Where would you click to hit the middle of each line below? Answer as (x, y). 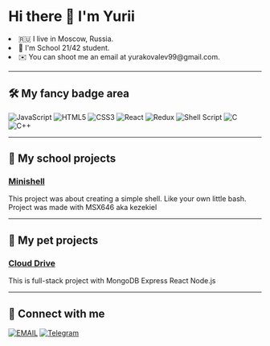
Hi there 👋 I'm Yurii (72, 16)
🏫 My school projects (62, 159)
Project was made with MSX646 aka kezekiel (83, 208)
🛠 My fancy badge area (69, 94)
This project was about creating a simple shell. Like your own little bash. (127, 199)
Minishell (27, 182)
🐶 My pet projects (53, 240)
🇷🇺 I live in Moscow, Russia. (66, 39)
